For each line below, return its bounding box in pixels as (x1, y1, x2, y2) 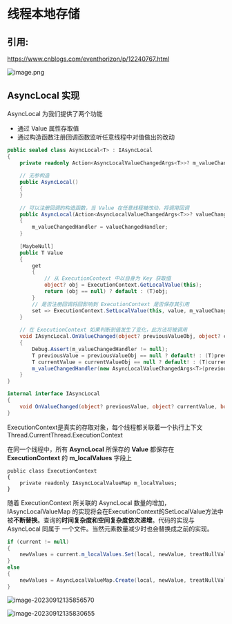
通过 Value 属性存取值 (17, 124, 79, 132)
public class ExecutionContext (7, 467, 97, 474)
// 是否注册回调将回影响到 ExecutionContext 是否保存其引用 (32, 301, 190, 308)
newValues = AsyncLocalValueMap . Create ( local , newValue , (19, 576, 187, 584)
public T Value (19, 249, 64, 256)
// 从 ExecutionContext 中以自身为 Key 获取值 (43, 275, 171, 282)
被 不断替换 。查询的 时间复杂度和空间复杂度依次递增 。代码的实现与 (7, 516, 195, 524)
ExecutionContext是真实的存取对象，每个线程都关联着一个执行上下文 (7, 423, 203, 431)
